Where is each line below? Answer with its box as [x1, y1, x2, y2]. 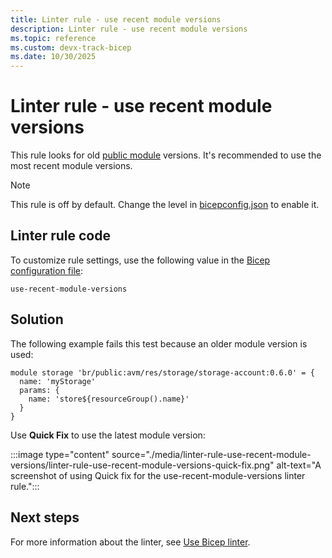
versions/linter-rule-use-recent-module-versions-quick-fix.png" [10, 459, 275, 471]
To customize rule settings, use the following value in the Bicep [10, 254, 271, 266]
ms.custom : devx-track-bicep [10, 42, 132, 53]
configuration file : [10, 264, 83, 276]
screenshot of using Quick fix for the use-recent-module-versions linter [10, 469, 306, 481]
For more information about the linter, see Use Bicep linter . [10, 536, 251, 548]
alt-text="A [276, 459, 322, 471]
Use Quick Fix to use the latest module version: [10, 429, 206, 441]
